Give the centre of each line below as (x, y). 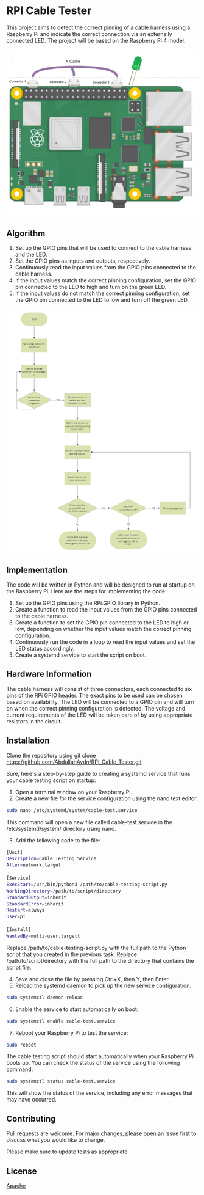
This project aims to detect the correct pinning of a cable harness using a (98, 27)
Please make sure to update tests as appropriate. (68, 1152)
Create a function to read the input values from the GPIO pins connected (106, 610)
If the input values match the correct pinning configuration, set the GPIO (106, 280)
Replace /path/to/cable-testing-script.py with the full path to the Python (97, 948)
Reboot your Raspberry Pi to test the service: (72, 1032)
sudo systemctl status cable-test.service (61, 1081)
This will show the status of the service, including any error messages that (100, 1093)
